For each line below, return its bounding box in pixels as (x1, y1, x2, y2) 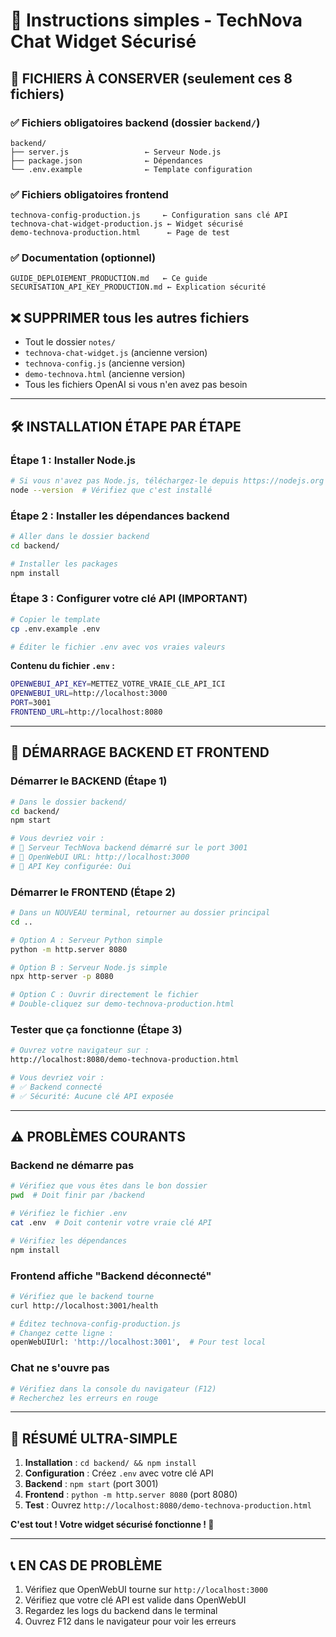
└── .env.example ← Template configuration (10, 164, 253, 174)
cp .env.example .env (10, 624, 101, 634)
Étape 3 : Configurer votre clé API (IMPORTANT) (10, 592, 248, 606)
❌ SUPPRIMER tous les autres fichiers (10, 309, 250, 326)
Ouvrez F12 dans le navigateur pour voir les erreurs (24, 1615, 237, 1627)
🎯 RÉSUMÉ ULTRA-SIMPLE (10, 1430, 178, 1447)
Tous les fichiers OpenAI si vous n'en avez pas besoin (24, 379, 248, 391)
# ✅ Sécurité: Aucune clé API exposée (10, 1091, 174, 1101)
